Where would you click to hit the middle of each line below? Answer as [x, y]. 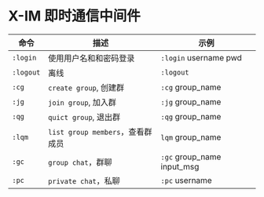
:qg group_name [191, 116]
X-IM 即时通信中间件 [75, 16]
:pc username [186, 180]
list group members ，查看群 [100, 132]
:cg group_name [191, 87]
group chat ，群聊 [80, 162]
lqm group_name [191, 137]
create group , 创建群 [86, 87]
